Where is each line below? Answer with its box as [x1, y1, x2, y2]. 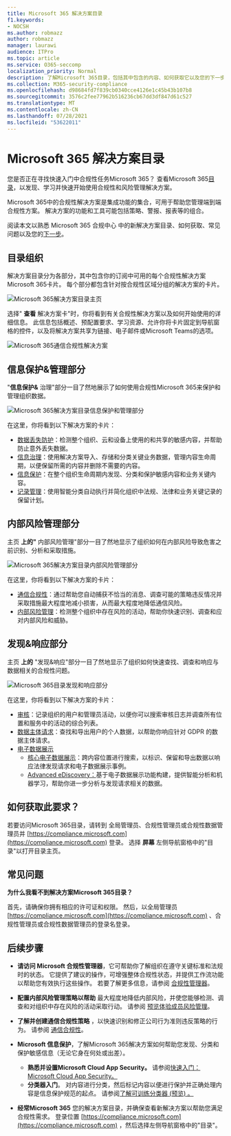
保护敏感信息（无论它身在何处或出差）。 [16, 1049, 129, 1057]
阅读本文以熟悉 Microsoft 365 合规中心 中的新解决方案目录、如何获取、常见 [7, 221, 221, 229]
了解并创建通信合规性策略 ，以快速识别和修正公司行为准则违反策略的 [16, 1017, 212, 1025]
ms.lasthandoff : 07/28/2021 [7, 112, 88, 119]
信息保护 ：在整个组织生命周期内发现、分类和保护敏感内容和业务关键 [16, 470, 210, 479]
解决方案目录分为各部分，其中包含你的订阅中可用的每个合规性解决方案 [7, 271, 206, 280]
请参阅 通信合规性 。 [30, 1026, 87, 1034]
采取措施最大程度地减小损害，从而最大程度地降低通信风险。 [16, 599, 186, 607]
